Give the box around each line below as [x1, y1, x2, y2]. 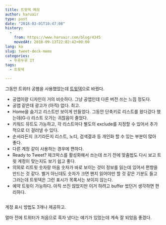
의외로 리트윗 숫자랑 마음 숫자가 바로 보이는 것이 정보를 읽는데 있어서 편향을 [12, 165, 158, 170]
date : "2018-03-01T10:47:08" [5, 21, 65, 26]
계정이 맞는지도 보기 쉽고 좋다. [17, 158, 76, 164]
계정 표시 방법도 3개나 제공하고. [5, 204, 66, 210]
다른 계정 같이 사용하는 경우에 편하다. [12, 146, 84, 152]
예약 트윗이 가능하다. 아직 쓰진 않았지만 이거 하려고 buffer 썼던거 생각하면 [12, 183, 155, 189]
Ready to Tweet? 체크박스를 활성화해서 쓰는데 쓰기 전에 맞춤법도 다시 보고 [12, 152, 156, 158]
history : [5, 26, 23, 31]
